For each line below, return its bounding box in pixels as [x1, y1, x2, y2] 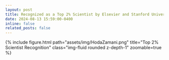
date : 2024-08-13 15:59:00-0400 [5, 16, 73, 21]
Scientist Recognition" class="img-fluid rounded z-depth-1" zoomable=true [5, 45, 162, 51]
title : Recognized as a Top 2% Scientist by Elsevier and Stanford [5, 12, 150, 17]
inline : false [5, 21, 35, 26]
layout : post [5, 7, 33, 12]
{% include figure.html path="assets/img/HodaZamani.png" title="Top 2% [5, 39, 159, 45]
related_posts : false [5, 26, 51, 31]
